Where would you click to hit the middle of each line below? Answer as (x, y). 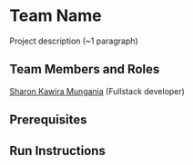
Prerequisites (48, 120)
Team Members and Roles (85, 69)
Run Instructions (58, 150)
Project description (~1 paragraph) (74, 41)
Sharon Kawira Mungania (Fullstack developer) (97, 91)
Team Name (56, 16)
